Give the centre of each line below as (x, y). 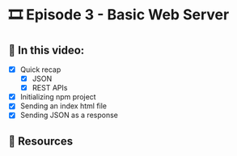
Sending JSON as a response (69, 115)
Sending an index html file (63, 106)
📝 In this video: (47, 50)
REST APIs (50, 88)
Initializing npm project (58, 97)
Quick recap (40, 70)
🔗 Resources (41, 141)
